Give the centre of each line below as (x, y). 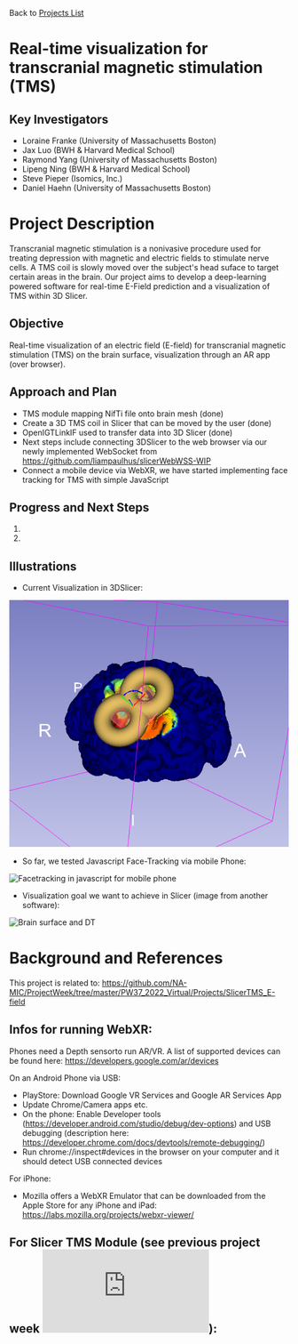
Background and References (116, 958)
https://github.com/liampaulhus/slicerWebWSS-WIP (116, 461)
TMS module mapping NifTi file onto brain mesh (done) (123, 414)
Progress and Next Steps (79, 507)
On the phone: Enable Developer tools (91, 1114)
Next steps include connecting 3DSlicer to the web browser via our (145, 442)
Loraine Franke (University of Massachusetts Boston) (119, 141)
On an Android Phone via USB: (65, 1078)
